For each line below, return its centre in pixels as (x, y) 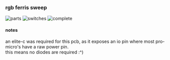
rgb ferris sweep (26, 8)
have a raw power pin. (45, 46)
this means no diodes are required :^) (44, 52)
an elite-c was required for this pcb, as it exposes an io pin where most (80, 41)
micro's (13, 46)
